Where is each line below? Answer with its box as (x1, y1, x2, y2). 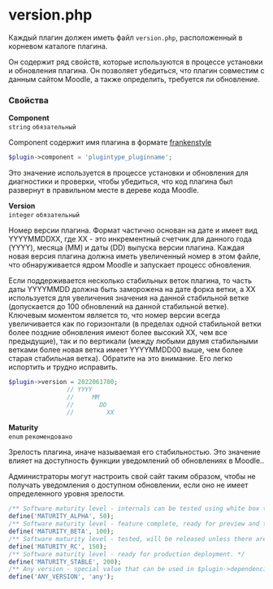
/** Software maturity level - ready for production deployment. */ (8, 550, 245, 558)
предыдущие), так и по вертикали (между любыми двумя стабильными (8, 336, 258, 347)
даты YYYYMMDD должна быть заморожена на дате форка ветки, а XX (8, 285, 256, 294)
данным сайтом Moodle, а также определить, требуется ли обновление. (8, 74, 260, 84)
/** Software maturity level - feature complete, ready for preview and (8, 520, 260, 528)
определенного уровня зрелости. (8, 489, 126, 499)
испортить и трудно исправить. (8, 362, 118, 372)
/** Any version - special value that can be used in (8, 565, 195, 574)
